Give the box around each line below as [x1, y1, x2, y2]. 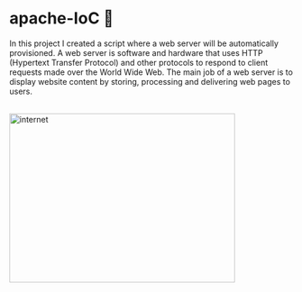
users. [9, 86, 33, 96]
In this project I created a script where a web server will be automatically [9, 38, 279, 49]
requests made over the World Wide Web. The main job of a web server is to [9, 67, 293, 78]
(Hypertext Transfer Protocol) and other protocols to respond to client [9, 57, 269, 68]
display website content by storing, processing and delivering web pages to [9, 76, 291, 87]
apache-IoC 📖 [9, 8, 114, 29]
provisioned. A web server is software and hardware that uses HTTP [9, 47, 263, 58]
